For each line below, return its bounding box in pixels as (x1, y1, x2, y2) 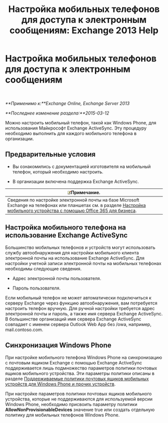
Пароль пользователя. (12, 285, 61, 291)
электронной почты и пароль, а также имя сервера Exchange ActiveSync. (5, 310, 163, 316)
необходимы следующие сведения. (5, 265, 81, 271)
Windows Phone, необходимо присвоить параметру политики (5, 401, 137, 407)
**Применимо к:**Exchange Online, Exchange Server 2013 (5, 100, 130, 106)
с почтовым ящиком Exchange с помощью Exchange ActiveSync (5, 359, 142, 365)
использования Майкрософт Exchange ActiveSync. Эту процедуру (5, 125, 146, 131)
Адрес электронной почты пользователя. (12, 275, 101, 281)
